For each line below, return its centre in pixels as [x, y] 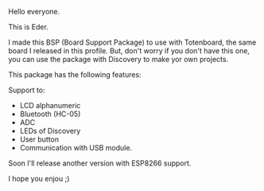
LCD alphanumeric [50, 105]
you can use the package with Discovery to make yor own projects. [118, 59]
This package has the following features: [75, 74]
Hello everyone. [34, 12]
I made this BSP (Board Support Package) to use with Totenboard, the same [132, 42]
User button [39, 139]
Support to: [27, 90]
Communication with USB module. [76, 148]
